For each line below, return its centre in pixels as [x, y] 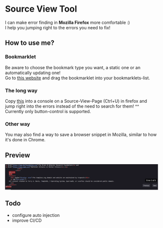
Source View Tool [41, 9]
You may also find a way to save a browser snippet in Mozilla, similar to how [81, 134]
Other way [18, 124]
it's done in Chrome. [25, 140]
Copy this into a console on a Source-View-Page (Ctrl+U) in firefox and [76, 101]
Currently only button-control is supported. [48, 111]
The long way [21, 90]
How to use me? [30, 43]
